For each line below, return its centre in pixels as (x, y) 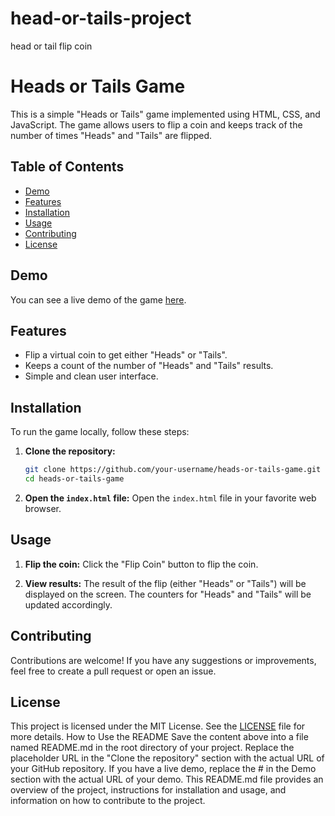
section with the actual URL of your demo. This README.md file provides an (167, 779)
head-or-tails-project (101, 18)
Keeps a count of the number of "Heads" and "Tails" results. (149, 366)
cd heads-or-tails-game (74, 479)
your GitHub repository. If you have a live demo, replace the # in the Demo (163, 769)
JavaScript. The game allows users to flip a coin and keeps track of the (156, 124)
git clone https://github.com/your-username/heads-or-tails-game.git (173, 470)
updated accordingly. (68, 604)
